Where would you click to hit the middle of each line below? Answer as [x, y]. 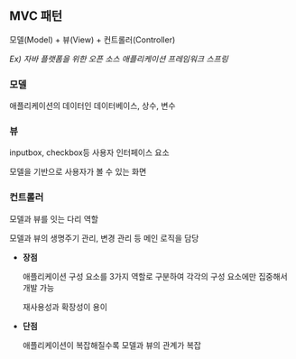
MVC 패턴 [36, 16]
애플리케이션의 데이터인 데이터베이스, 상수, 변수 [92, 106]
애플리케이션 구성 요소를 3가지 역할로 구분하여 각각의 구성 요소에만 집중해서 [155, 276]
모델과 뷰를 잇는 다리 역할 [54, 218]
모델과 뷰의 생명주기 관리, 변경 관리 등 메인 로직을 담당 [104, 238]
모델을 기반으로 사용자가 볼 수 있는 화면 [78, 172]
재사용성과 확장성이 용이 [65, 307]
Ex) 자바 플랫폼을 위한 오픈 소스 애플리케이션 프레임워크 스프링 [119, 59]
